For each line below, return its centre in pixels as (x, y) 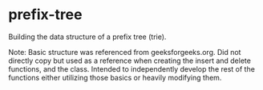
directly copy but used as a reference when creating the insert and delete (129, 61)
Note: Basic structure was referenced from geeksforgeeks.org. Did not (125, 52)
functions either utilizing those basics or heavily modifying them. (115, 77)
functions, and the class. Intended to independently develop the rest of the (131, 68)
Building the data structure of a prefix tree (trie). (87, 37)
